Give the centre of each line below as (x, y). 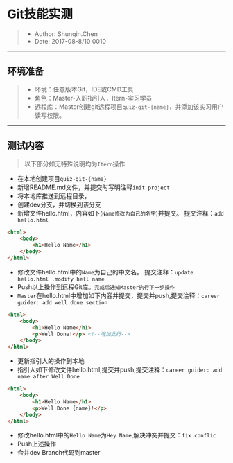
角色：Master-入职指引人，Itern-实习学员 (93, 98)
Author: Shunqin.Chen (66, 34)
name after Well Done (48, 377)
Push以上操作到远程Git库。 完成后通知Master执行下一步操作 (96, 287)
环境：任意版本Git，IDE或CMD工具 (84, 89)
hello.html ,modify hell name (61, 279)
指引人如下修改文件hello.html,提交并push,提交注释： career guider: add (120, 370)
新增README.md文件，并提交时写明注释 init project (93, 187)
